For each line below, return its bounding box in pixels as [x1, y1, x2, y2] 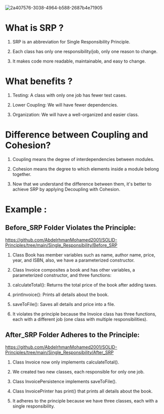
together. [12, 171, 31, 177]
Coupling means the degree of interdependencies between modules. [12, 156, 154, 162]
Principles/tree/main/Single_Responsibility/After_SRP [5, 349, 114, 355]
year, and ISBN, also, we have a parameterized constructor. [12, 257, 135, 263]
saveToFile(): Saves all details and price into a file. [12, 301, 115, 307]
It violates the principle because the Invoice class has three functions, [12, 310, 156, 317]
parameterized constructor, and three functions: [12, 272, 111, 278]
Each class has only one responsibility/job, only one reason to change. [12, 48, 157, 54]
